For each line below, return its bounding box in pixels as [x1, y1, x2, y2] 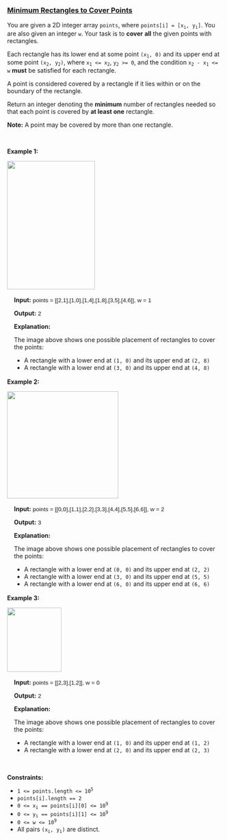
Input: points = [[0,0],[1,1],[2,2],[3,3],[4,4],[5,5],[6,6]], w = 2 [14, 505, 165, 513]
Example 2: [7, 378, 40, 386]
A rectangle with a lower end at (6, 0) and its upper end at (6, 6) [23, 580, 211, 588]
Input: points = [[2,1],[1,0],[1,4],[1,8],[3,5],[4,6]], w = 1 [14, 296, 152, 304]
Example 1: [7, 147, 39, 156]
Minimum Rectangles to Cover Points [7, 5, 133, 15]
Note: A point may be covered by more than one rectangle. [7, 121, 173, 129]
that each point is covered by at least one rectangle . [7, 108, 155, 116]
